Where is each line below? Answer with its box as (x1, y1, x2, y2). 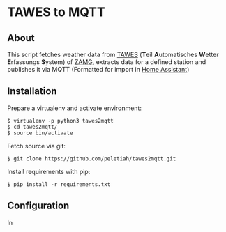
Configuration (7, 200, 70, 212)
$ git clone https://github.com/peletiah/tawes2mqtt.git (7, 155, 176, 162)
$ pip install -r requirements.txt (7, 180, 111, 188)
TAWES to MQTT (7, 4, 106, 20)
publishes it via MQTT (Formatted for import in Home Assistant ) (7, 65, 190, 73)
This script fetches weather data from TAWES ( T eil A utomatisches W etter (7, 50, 219, 59)
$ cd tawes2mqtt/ (7, 123, 58, 130)
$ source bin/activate (7, 130, 73, 137)
